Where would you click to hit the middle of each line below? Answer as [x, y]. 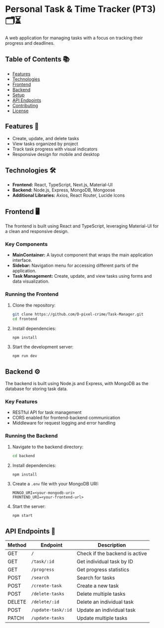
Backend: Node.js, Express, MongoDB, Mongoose [64, 190]
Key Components [27, 244]
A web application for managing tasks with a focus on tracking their [74, 38]
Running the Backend [31, 436]
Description [112, 545]
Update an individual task [106, 610]
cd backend [24, 456]
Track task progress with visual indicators [55, 149]
